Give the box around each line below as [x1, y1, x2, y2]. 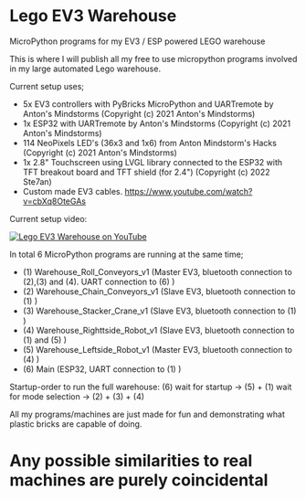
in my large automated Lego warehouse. [9, 63, 162, 74]
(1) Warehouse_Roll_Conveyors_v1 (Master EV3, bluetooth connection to [22, 266, 292, 277]
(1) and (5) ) [22, 334, 67, 345]
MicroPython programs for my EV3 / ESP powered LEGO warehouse [9, 36, 266, 47]
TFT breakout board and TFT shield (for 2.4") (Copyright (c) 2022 [22, 166, 270, 177]
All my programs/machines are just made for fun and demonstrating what [9, 409, 285, 419]
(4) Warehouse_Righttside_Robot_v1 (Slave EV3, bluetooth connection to [22, 324, 295, 335]
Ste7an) [22, 175, 52, 187]
